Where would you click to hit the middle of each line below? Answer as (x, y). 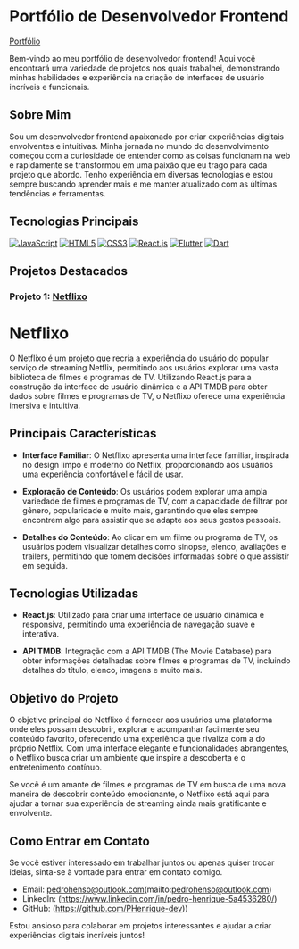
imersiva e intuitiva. (45, 405)
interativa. (41, 634)
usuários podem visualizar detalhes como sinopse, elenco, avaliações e (154, 546)
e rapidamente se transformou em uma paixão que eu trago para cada (138, 165)
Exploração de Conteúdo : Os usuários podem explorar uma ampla (145, 491)
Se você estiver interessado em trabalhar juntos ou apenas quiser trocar (142, 862)
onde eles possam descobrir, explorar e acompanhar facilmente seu (135, 729)
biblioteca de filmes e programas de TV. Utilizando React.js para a (130, 377)
